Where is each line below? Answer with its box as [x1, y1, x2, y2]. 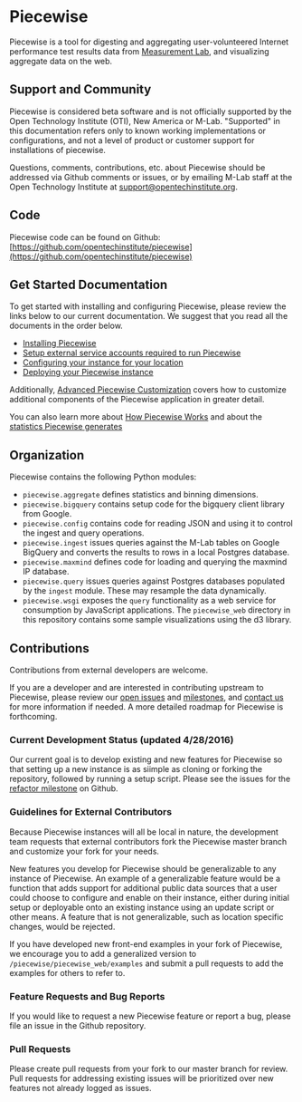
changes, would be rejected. [9, 921, 116, 932]
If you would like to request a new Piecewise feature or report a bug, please [9, 1010, 291, 1021]
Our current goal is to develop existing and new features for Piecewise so [9, 754, 283, 765]
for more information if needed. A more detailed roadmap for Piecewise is [9, 701, 284, 712]
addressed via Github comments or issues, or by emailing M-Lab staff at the [9, 171, 293, 182]
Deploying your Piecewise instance [22, 367, 154, 378]
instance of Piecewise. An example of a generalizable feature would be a [9, 873, 281, 884]
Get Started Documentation [9, 276, 168, 292]
